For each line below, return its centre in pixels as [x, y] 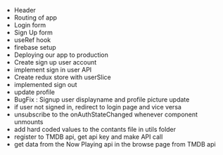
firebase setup [35, 47]
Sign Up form [33, 32]
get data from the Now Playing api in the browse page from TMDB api [115, 144]
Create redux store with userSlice [62, 77]
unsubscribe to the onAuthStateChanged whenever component [106, 114]
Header [25, 10]
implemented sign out [45, 85]
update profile [34, 92]
